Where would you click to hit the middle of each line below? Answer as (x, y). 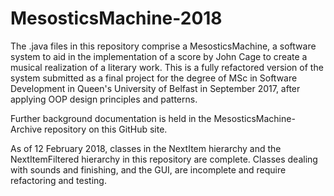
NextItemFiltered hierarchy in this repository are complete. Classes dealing (164, 159)
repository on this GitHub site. (106, 129)
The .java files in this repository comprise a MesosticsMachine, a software (163, 46)
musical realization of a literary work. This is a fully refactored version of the (167, 67)
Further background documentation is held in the (111, 118)
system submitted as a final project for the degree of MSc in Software (154, 78)
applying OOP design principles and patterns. (104, 99)
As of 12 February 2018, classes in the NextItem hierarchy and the (146, 148)
